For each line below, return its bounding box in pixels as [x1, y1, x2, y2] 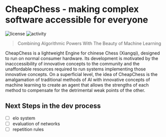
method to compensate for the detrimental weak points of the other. [5, 87, 145, 93]
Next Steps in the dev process [5, 101, 101, 110]
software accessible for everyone [5, 14, 148, 25]
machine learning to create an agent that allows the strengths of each [5, 81, 149, 88]
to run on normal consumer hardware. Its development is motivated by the [5, 55, 158, 61]
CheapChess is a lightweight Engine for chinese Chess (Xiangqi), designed [5, 50, 160, 56]
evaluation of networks [12, 120, 60, 126]
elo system [12, 115, 36, 121]
